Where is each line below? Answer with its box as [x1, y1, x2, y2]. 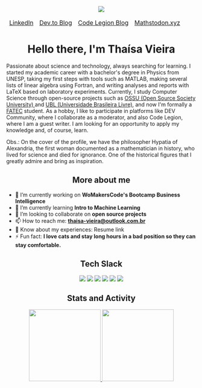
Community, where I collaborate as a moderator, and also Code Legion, [6, 114, 183, 121]
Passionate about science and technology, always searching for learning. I [6, 62, 191, 70]
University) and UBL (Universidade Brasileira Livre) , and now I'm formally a [6, 100, 192, 108]
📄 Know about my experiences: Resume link [14, 225, 125, 233]
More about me [72, 175, 131, 186]
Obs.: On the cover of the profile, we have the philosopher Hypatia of [6, 138, 178, 145]
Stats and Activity [67, 293, 136, 303]
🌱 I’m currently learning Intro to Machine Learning [14, 204, 140, 211]
